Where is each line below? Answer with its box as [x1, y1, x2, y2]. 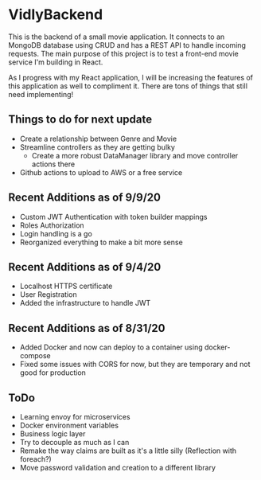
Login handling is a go [19, 228, 93, 238]
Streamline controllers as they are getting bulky [19, 142, 175, 152]
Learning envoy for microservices [19, 412, 130, 421]
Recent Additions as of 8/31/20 [8, 321, 166, 335]
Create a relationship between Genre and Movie [19, 134, 177, 143]
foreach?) [19, 455, 52, 463]
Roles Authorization [19, 220, 85, 230]
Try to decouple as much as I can [19, 438, 130, 447]
